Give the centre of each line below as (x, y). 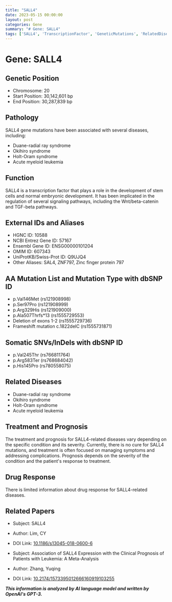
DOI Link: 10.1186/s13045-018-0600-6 (53, 543)
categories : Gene (24, 24)
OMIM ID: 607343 (31, 252)
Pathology (22, 118)
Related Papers (30, 511)
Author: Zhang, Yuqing (37, 569)
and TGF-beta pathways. (31, 206)
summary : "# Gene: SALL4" (33, 29)
